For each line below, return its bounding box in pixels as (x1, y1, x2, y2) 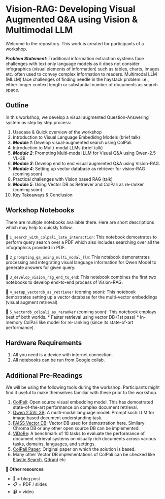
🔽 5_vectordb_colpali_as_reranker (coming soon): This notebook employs (5, 309, 157, 315)
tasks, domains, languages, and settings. (12, 441, 96, 447)
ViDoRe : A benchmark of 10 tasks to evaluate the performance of (12, 431, 145, 436)
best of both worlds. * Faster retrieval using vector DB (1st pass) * (5, 314, 139, 320)
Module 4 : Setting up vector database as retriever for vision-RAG (12, 166, 145, 171)
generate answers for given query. (5, 265, 76, 270)
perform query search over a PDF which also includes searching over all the (5, 239, 160, 245)
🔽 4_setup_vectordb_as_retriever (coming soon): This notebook (5, 289, 136, 295)
